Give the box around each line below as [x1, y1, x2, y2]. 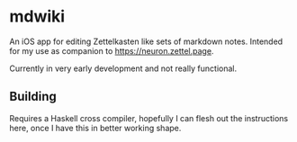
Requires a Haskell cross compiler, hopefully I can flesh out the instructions [9, 112, 289, 123]
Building [9, 89, 57, 104]
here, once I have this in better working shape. [9, 122, 182, 133]
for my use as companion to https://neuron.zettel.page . [9, 45, 214, 56]
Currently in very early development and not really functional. [9, 63, 237, 74]
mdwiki [9, 6, 66, 27]
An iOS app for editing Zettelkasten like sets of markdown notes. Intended [9, 36, 283, 47]
